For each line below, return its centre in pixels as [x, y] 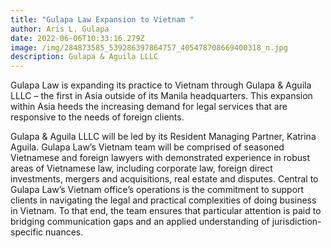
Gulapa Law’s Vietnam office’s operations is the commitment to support [157, 190]
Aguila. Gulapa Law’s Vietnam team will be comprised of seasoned [147, 147]
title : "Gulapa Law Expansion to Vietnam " [102, 19]
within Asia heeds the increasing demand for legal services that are [149, 107]
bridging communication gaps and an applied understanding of [140, 222]
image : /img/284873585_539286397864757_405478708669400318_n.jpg [149, 47]
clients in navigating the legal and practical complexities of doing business [163, 200]
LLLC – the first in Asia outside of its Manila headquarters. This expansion [161, 96]
